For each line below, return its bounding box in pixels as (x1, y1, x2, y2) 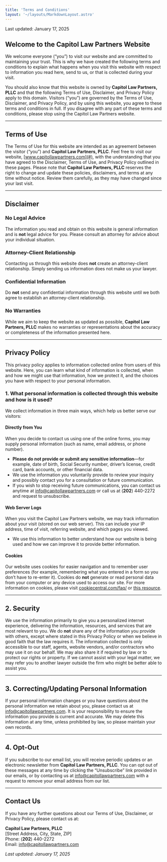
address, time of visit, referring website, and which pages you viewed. (5, 526, 149, 532)
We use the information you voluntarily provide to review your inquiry (12, 472, 154, 478)
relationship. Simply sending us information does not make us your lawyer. (5, 266, 158, 272)
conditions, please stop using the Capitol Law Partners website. (5, 111, 136, 117)
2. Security (5, 604, 40, 613)
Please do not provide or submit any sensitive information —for (12, 456, 145, 462)
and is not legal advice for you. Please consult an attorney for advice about (5, 231, 159, 237)
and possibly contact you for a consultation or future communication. (12, 477, 155, 483)
